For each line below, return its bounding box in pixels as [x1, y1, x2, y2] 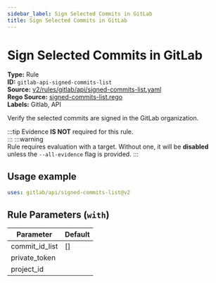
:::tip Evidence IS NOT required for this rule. [7, 127, 134, 136]
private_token [11, 253, 56, 263]
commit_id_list [11, 241, 58, 251]
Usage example [7, 170, 77, 182]
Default [64, 229, 90, 239]
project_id [11, 264, 44, 274]
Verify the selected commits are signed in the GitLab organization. [7, 114, 199, 122]
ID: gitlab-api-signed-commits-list [7, 78, 113, 87]
